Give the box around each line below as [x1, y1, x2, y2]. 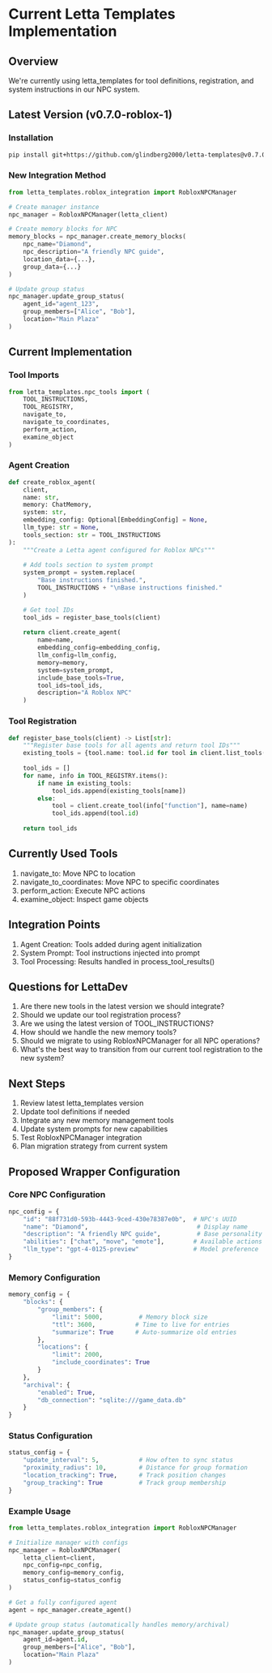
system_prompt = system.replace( [23, 568, 136, 577]
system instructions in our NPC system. [8, 84, 140, 94]
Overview [8, 54, 59, 68]
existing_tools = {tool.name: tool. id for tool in [23, 749, 198, 757]
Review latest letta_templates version [19, 1098, 144, 1108]
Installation [8, 132, 54, 144]
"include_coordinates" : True [51, 1358, 151, 1366]
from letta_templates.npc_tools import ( [8, 388, 151, 396]
